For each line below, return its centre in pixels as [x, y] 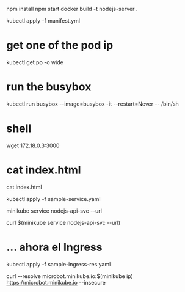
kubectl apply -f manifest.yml [43, 20]
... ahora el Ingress [54, 247]
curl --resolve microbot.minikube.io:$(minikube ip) [70, 276]
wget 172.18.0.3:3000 [33, 145]
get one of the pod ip [60, 46]
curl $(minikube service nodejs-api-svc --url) [63, 222]
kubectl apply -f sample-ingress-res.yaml [59, 264]
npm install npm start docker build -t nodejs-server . [72, 9]
